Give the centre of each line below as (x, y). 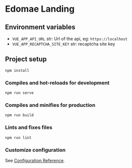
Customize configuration (35, 150)
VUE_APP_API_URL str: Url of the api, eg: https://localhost (70, 39)
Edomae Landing (40, 9)
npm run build (20, 115)
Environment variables (40, 27)
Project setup (26, 59)
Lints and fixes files (29, 127)
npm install (17, 70)
